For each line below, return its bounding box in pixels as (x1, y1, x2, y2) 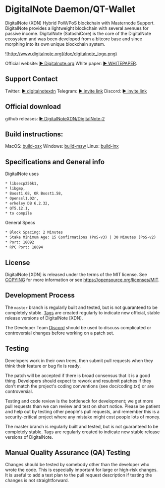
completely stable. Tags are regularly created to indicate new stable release (5, 429, 160, 435)
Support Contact (5, 75, 58, 83)
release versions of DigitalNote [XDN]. (5, 315, 83, 321)
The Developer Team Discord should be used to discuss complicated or (5, 324, 152, 330)
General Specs (5, 220, 36, 226)
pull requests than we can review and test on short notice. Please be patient (5, 403, 160, 409)
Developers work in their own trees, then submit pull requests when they (5, 357, 154, 364)
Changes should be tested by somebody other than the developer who (5, 462, 150, 468)
